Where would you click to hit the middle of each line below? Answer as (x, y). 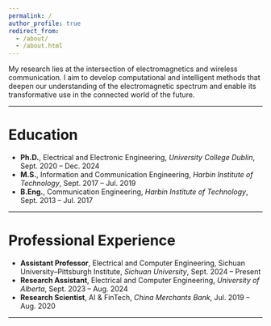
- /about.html (39, 46)
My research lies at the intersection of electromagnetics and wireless (123, 69)
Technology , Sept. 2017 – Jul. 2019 (78, 184)
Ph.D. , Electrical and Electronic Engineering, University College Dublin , (138, 158)
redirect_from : (34, 31)
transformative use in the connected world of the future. (102, 95)
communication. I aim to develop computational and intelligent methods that (134, 78)
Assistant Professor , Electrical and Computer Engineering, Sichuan (133, 263)
